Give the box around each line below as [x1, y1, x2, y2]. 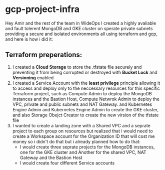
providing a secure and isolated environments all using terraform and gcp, [5, 31, 157, 37]
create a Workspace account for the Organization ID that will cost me [12, 133, 155, 139]
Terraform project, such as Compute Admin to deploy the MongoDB [12, 90, 152, 96]
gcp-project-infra [5, 4, 80, 15]
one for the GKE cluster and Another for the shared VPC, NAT [19, 149, 146, 155]
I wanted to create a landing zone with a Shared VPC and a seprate [12, 122, 151, 128]
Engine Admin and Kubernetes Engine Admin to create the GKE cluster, [12, 106, 159, 112]
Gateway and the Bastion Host [19, 154, 82, 160]
